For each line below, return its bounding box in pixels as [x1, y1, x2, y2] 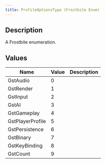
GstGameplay [8, 110, 40, 117]
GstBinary [8, 134, 31, 141]
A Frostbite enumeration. [5, 39, 57, 45]
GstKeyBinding [8, 142, 43, 149]
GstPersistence [8, 126, 44, 133]
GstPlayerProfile [8, 118, 46, 125]
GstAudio [8, 77, 30, 84]
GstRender [8, 85, 33, 92]
